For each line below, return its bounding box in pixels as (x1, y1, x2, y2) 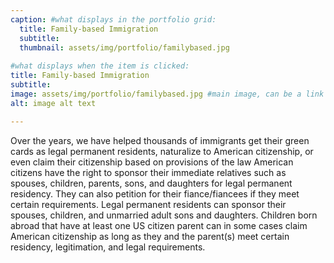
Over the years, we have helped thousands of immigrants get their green (10, 134, 310, 146)
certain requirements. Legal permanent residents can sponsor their (10, 198, 287, 210)
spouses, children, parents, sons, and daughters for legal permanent (10, 177, 293, 189)
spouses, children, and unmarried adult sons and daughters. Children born (10, 209, 318, 221)
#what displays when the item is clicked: (10, 61, 190, 71)
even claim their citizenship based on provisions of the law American (10, 156, 294, 168)
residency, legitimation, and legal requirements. (10, 241, 206, 253)
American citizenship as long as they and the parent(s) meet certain (10, 230, 290, 242)
